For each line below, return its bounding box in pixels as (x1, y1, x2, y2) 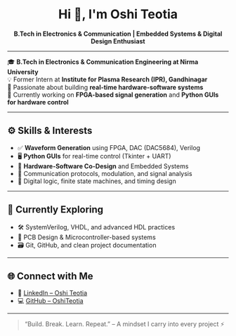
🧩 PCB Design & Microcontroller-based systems (17, 233, 156, 241)
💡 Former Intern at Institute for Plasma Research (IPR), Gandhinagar (7, 75, 208, 83)
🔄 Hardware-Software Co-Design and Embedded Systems (17, 161, 189, 170)
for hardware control (7, 98, 69, 106)
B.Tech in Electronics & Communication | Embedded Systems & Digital (13, 29, 223, 38)
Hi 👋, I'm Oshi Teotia (58, 6, 178, 22)
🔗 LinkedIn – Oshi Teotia (17, 289, 88, 297)
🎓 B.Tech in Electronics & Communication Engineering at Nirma (7, 58, 199, 66)
